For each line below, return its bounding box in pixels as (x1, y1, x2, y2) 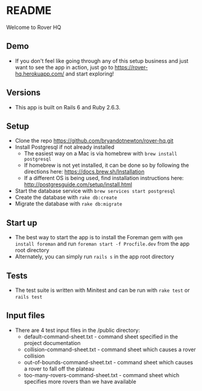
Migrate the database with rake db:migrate (14, 200, 122, 207)
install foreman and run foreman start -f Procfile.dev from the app (14, 240, 190, 248)
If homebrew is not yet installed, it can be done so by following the (24, 161, 189, 169)
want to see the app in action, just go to (14, 63, 113, 71)
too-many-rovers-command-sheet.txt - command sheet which (24, 371, 180, 378)
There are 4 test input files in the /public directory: (14, 326, 140, 334)
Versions (6, 88, 41, 98)
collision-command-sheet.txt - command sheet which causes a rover (24, 346, 196, 353)
